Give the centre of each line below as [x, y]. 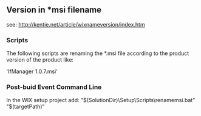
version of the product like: [40, 60]
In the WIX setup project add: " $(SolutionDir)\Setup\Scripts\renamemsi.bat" [101, 100]
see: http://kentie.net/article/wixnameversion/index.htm [76, 24]
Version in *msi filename [54, 10]
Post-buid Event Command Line [54, 87]
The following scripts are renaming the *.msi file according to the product [98, 53]
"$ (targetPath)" [26, 107]
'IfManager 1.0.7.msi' [32, 71]
